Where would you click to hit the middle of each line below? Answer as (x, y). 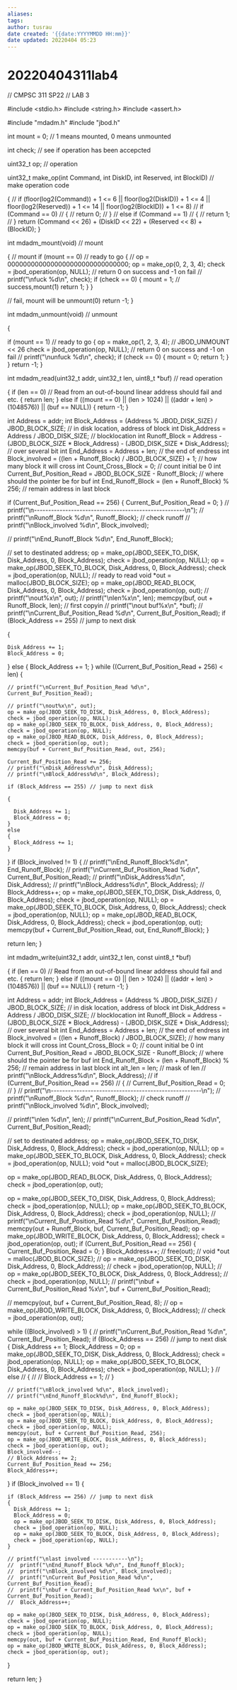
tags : (15, 21)
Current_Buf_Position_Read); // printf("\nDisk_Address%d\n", (96, 877)
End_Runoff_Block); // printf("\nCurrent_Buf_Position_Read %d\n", (104, 870)
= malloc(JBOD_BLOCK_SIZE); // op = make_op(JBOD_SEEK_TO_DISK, (110, 1259)
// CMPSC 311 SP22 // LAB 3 (48, 95)
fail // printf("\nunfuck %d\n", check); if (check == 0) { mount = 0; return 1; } (118, 357)
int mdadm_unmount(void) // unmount (63, 315)
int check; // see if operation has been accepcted (79, 151)
